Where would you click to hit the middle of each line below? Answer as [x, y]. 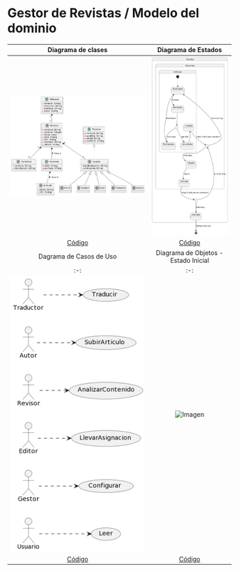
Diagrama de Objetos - [190, 253]
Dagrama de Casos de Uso [78, 256]
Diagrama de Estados [190, 50]
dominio [32, 28]
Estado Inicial [190, 260]
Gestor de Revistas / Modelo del [103, 13]
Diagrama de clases [78, 50]
